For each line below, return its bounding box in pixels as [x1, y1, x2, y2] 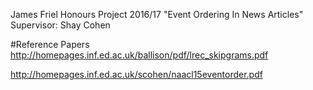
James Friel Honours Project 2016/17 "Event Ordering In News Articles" [10, 9, 304, 20]
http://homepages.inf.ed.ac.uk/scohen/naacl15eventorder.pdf [10, 69, 263, 80]
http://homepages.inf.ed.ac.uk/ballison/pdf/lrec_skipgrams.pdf [10, 49, 269, 61]
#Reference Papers [10, 39, 90, 50]
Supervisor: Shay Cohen [10, 19, 111, 31]
